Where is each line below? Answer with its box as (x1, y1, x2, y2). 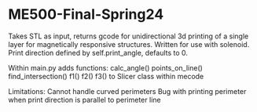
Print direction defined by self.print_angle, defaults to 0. (8, 48, 189, 57)
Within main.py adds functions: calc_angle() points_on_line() (8, 63, 203, 72)
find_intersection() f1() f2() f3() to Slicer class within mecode (8, 71, 204, 81)
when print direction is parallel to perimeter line (8, 95, 161, 104)
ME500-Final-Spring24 (8, 5, 164, 23)
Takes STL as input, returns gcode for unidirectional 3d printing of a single (8, 31, 249, 41)
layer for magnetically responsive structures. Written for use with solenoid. (8, 39, 250, 49)
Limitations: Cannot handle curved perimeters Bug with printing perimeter (8, 86, 247, 96)
